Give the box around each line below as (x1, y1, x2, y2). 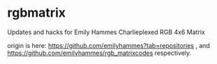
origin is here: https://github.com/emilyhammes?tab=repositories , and (7, 41, 211, 49)
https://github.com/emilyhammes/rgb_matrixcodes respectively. (7, 49, 192, 57)
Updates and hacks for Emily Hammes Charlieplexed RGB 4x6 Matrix (7, 28, 206, 36)
